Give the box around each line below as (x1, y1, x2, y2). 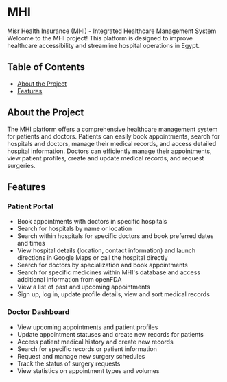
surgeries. (7, 161, 36, 169)
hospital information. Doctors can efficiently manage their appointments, (7, 147, 212, 155)
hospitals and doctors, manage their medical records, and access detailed (7, 139, 217, 147)
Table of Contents (7, 61, 86, 73)
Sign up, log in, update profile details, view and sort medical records (16, 290, 211, 298)
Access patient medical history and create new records (16, 337, 174, 346)
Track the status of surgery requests (16, 359, 121, 368)
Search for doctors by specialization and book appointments (16, 261, 189, 270)
